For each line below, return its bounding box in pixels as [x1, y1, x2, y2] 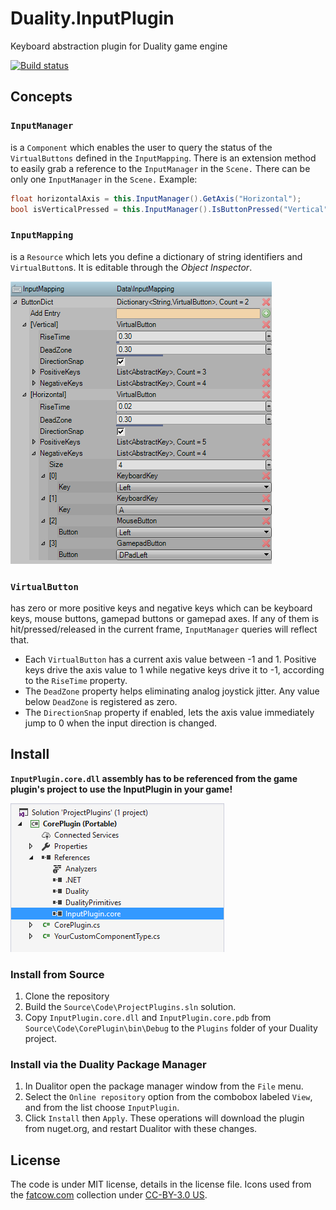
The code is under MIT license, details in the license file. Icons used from [10, 1178, 312, 1191]
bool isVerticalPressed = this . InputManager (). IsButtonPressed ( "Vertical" [10, 204, 329, 214]
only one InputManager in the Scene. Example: [10, 173, 198, 185]
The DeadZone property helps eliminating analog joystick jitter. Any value [24, 685, 320, 697]
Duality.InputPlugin [10, 7, 175, 30]
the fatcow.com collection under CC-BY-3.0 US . [10, 1189, 208, 1201]
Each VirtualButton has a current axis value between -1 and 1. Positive [24, 653, 317, 665]
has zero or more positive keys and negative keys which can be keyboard [10, 602, 313, 614]
